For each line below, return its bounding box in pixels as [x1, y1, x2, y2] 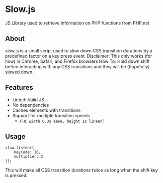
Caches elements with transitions [12, 107, 81, 113]
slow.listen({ [5, 146, 35, 151]
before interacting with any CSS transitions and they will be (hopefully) [5, 63, 150, 69]
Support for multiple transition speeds [12, 112, 90, 118]
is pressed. [5, 173, 28, 179]
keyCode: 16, [14, 150, 41, 155]
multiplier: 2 [14, 154, 43, 159]
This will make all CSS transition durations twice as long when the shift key [5, 167, 158, 173]
